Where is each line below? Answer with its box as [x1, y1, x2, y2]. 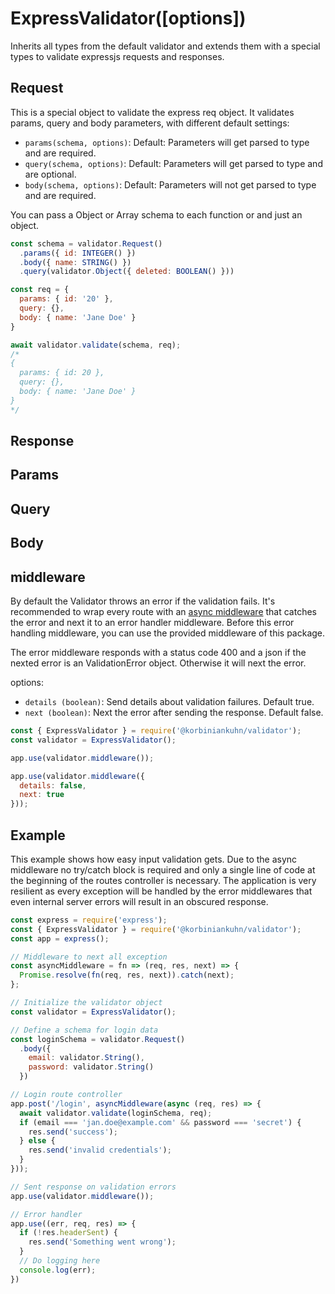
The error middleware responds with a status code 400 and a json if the [10, 647, 307, 658]
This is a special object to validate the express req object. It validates [10, 106, 295, 118]
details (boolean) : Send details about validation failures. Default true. [24, 696, 315, 707]
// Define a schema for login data [10, 1025, 159, 1035]
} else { [19, 1136, 56, 1146]
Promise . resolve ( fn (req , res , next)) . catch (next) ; [19, 970, 235, 981]
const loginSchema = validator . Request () [10, 1034, 186, 1044]
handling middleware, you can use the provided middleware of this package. [10, 627, 326, 639]
